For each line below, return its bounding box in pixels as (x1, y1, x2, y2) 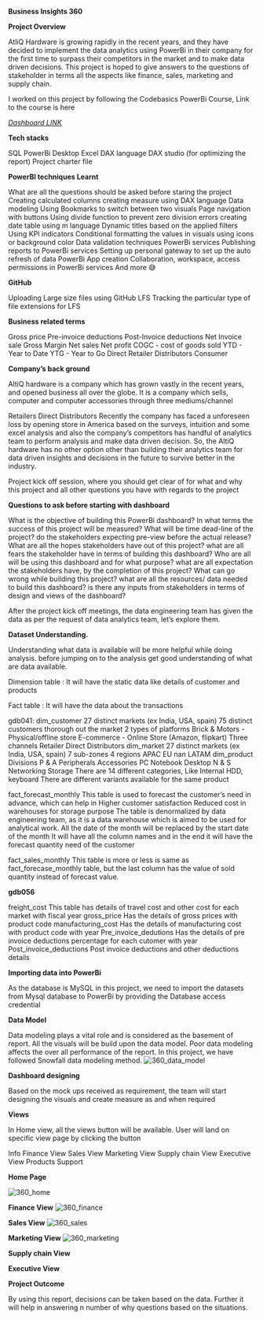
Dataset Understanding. (8, 630, 89, 639)
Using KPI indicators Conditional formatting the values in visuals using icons (8, 229, 254, 239)
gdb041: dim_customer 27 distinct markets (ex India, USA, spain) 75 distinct (8, 716, 253, 725)
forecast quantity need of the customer (8, 840, 135, 849)
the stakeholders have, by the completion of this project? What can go (8, 566, 236, 575)
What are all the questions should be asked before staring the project (8, 187, 232, 196)
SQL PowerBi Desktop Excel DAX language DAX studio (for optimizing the (8, 149, 246, 158)
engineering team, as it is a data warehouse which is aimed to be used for (8, 815, 247, 824)
